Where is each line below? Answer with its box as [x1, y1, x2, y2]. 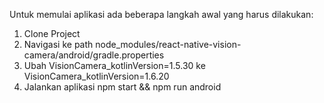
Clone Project [23, 28, 81, 39]
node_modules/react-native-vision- [95, 39, 242, 50]
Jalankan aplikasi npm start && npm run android [23, 81, 222, 93]
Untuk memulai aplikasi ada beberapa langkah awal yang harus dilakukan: [9, 9, 314, 20]
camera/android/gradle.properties [23, 49, 165, 61]
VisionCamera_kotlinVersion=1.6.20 [23, 70, 170, 82]
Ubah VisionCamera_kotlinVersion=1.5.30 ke [23, 60, 206, 71]
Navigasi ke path [23, 39, 94, 50]
